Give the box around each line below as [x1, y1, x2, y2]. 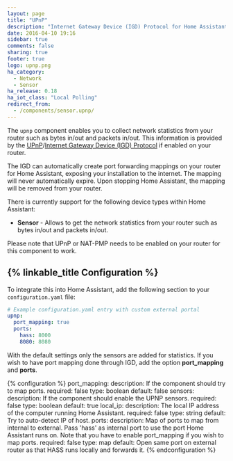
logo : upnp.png [7, 62, 51, 69]
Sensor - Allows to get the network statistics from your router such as [17, 218, 218, 227]
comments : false [7, 42, 54, 49]
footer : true [7, 56, 45, 63]
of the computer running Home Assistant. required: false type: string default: [7, 408, 226, 417]
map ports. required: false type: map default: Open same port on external [7, 438, 217, 446]
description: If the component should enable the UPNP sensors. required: [7, 394, 217, 402]
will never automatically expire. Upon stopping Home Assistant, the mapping [7, 177, 225, 185]
